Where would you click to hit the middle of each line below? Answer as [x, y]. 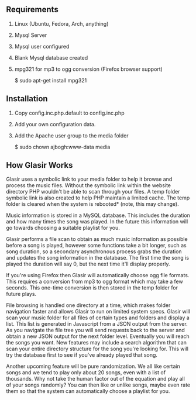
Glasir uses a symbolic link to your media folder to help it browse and [89, 179]
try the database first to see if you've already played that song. [82, 355]
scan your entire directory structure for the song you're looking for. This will [97, 349]
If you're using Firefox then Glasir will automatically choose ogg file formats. [98, 275]
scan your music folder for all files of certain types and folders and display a [98, 318]
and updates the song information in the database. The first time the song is [97, 258]
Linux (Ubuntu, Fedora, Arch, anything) [61, 23]
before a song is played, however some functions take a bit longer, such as [96, 246]
